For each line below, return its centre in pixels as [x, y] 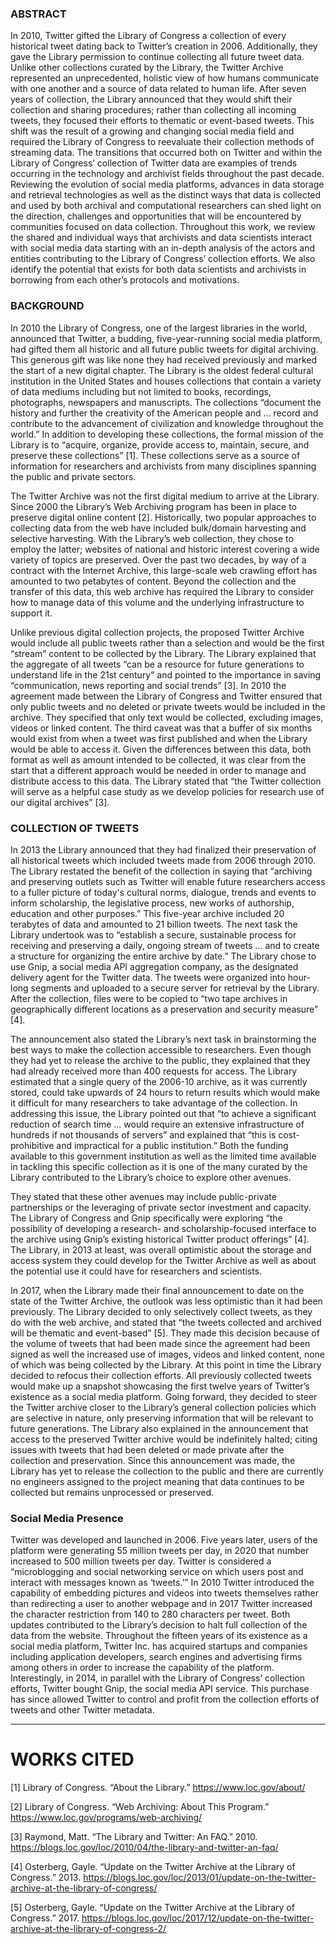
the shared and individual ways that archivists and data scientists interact [161, 238]
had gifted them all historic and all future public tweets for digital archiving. [164, 349]
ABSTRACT [38, 14]
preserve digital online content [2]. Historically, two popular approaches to [163, 517]
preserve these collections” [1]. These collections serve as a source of [155, 455]
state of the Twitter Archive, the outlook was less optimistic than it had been [166, 1301]
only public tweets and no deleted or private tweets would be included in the [168, 706]
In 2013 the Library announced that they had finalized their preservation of [163, 849]
